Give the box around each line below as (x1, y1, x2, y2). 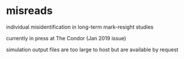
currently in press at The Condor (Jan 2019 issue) (6, 34, 126, 41)
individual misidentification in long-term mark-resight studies (6, 23, 154, 30)
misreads (6, 4, 53, 18)
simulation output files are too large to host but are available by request (6, 46, 179, 53)
